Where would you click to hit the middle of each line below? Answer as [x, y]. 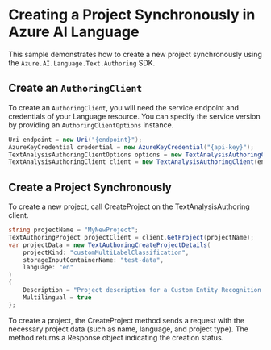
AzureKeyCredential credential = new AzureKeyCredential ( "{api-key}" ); [131, 147]
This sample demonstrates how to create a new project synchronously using [135, 54]
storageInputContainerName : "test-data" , [93, 260]
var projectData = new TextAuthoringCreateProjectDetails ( [110, 245]
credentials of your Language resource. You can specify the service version [134, 116]
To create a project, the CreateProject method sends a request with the [126, 320]
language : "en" [48, 268]
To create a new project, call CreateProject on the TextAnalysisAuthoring [129, 206]
